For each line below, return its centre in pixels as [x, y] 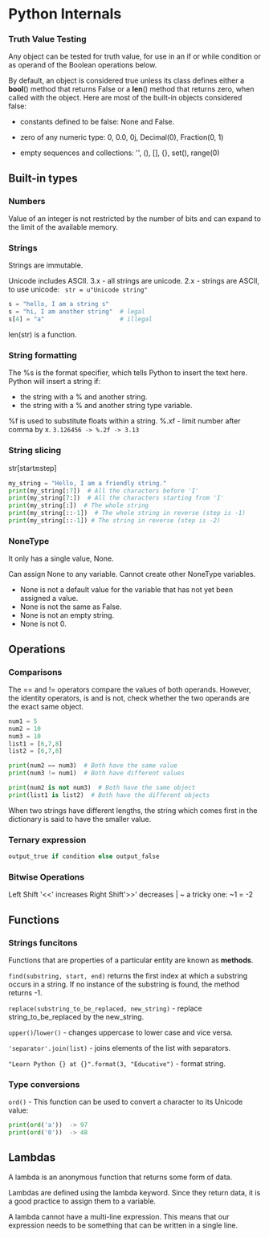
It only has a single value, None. [61, 558]
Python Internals [65, 14]
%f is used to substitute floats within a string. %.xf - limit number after [124, 421]
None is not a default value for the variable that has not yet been [126, 590]
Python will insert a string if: [55, 382]
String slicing [35, 451]
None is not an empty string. [67, 615]
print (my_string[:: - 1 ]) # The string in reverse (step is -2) [114, 521]
